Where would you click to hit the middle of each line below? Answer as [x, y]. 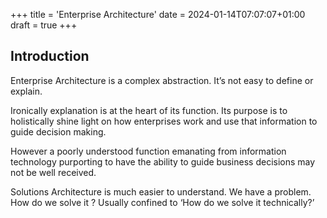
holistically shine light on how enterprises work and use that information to [164, 121]
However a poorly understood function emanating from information [148, 151]
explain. [26, 91]
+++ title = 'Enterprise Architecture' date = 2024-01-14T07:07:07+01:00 [158, 14]
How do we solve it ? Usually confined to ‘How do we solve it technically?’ [162, 202]
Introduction [50, 56]
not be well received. [53, 172]
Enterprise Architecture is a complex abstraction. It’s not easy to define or [162, 80]
